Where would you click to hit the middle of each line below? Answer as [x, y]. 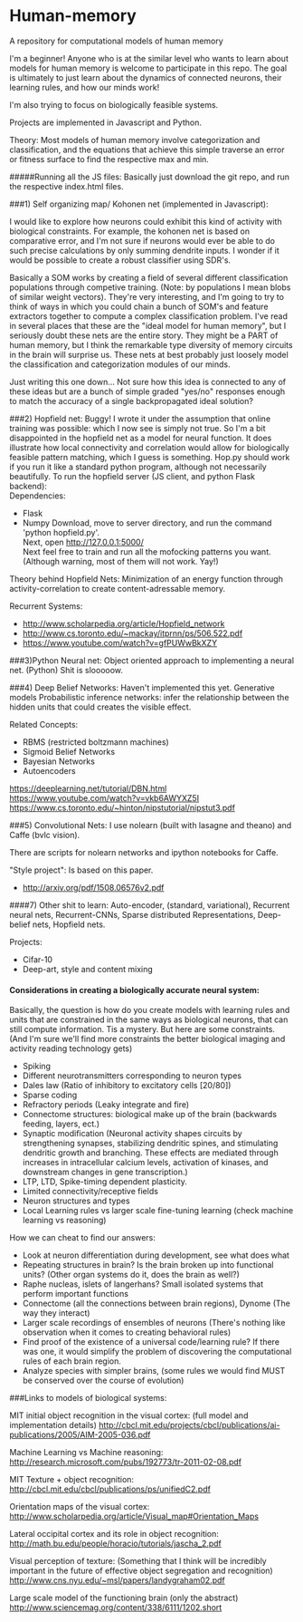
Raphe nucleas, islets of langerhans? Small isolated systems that [143, 1284]
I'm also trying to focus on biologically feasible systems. [114, 104]
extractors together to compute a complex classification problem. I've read [148, 316]
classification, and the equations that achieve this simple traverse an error [147, 150]
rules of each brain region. [72, 1361]
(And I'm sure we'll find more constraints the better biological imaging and [147, 1039]
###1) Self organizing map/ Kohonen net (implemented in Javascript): [139, 204]
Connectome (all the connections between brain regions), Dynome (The [156, 1303]
